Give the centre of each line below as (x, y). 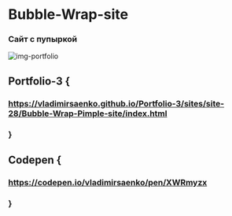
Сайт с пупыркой (43, 39)
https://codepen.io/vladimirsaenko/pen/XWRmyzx (108, 183)
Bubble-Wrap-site (68, 15)
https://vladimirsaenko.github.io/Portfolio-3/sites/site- (116, 103)
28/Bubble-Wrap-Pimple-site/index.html (88, 114)
